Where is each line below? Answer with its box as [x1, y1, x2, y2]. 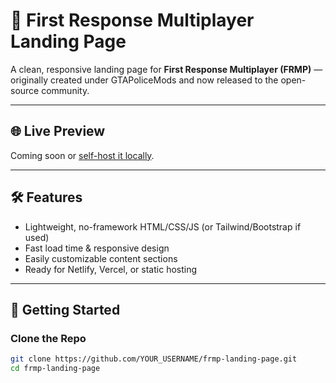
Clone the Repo [10, 331, 87, 345]
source [10, 84, 40, 96]
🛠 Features [10, 189, 83, 206]
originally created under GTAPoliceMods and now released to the [10, 74, 279, 86]
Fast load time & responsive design [24, 242, 170, 254]
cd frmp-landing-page [10, 364, 101, 374]
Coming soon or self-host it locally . [10, 149, 155, 161]
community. [41, 84, 90, 96]
